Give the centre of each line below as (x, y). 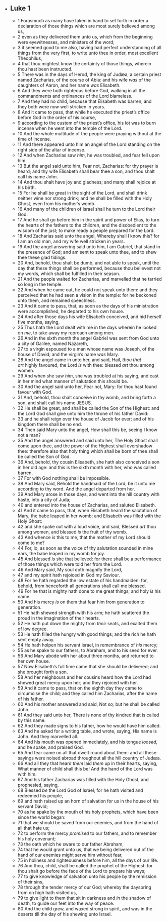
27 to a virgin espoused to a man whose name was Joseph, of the (86, 349)
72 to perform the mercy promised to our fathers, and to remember (87, 833)
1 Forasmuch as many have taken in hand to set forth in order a (83, 20)
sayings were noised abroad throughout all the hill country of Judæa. (89, 758)
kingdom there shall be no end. (50, 424)
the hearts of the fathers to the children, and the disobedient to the (87, 225)
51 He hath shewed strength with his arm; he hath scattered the (83, 612)
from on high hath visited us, (47, 892)
